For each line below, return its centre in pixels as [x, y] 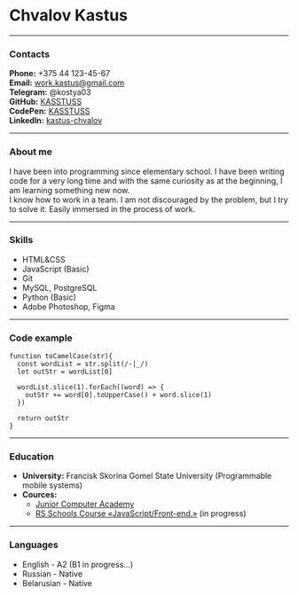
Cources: [39, 495]
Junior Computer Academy [85, 504]
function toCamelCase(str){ [61, 357]
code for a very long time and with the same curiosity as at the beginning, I [146, 180]
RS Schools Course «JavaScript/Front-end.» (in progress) [141, 514]
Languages [34, 545]
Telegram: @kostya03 [50, 92]
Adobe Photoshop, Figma [68, 306]
